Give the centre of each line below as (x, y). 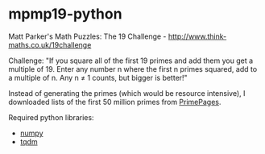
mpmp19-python (65, 14)
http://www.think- (197, 36)
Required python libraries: (51, 117)
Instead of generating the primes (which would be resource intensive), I (127, 93)
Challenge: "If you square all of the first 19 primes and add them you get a (131, 60)
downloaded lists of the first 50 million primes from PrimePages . (115, 102)
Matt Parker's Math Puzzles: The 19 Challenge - (87, 36)
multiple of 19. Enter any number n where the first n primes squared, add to (133, 69)
